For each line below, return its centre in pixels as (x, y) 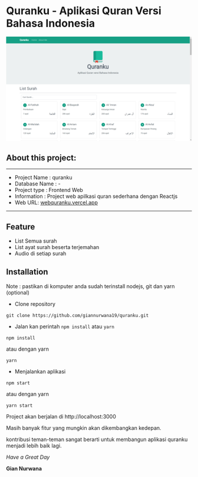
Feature (21, 226)
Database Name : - (37, 184)
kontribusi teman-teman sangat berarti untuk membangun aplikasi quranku (97, 439)
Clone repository (35, 304)
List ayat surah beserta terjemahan (57, 247)
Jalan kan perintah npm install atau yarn (65, 326)
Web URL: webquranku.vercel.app (56, 202)
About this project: (41, 158)
